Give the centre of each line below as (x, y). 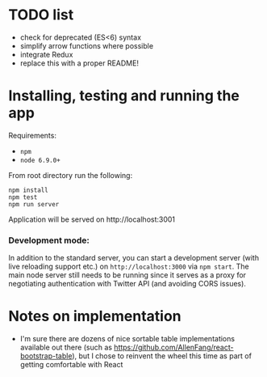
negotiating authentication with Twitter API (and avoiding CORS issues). (127, 284)
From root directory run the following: (71, 175)
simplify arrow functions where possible (87, 45)
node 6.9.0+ (40, 160)
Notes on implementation (95, 316)
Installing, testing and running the (124, 96)
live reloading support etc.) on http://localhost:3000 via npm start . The (129, 267)
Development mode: (49, 240)
